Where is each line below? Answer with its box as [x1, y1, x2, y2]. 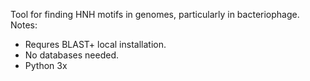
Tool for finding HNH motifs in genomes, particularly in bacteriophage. [10, 9, 300, 20]
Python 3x [24, 60, 68, 71]
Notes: [10, 19, 38, 31]
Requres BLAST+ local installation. [24, 39, 167, 50]
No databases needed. [24, 49, 120, 61]
